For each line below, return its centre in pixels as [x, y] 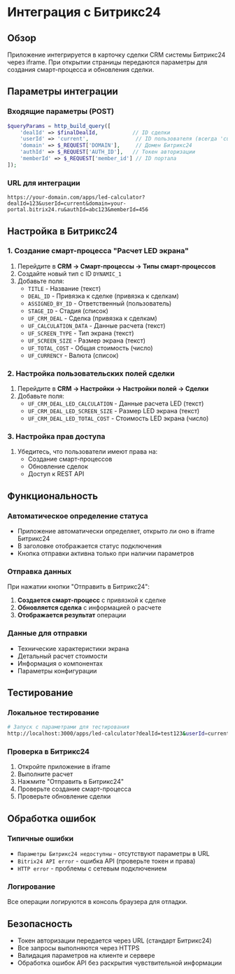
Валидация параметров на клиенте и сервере [86, 956]
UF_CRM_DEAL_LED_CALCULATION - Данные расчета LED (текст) [116, 403]
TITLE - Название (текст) [64, 288]
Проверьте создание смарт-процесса [74, 789]
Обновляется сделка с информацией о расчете [90, 608]
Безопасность [40, 924]
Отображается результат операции [72, 615]
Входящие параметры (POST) [61, 111]
